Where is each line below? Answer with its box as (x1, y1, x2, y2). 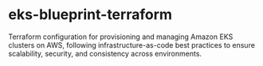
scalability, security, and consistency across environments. (8, 49, 202, 58)
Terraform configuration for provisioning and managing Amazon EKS (8, 32, 234, 41)
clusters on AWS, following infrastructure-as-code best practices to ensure (8, 40, 255, 49)
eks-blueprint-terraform (8, 6, 173, 24)
